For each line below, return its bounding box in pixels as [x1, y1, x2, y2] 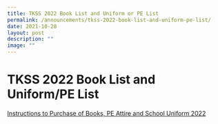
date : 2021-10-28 [7, 23, 57, 30]
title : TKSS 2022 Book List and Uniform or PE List [7, 10, 159, 17]
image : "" [7, 42, 36, 49]
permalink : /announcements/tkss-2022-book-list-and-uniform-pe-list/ [7, 17, 212, 23]
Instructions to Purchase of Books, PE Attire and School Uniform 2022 [7, 109, 206, 117]
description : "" [7, 36, 54, 43]
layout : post [7, 29, 45, 37]
